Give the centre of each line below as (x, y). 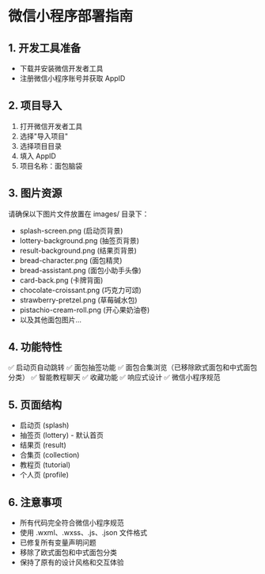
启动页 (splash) (44, 425)
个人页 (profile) (44, 475)
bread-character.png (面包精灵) (71, 260)
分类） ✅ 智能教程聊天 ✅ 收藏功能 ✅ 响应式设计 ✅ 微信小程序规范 (114, 378)
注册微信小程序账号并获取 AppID (72, 78)
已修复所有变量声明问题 (58, 542)
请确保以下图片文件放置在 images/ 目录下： (79, 214)
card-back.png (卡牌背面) (61, 280)
